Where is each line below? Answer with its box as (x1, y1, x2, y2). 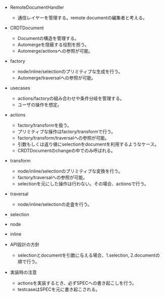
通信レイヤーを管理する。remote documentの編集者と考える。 (17, 15, 147, 21)
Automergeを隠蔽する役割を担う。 (17, 41, 89, 48)
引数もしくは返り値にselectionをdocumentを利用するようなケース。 (17, 141, 159, 147)
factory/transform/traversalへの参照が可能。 (17, 135, 109, 141)
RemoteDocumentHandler (10, 5, 65, 10)
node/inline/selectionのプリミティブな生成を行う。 (17, 68, 123, 74)
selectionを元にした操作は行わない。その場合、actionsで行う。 (17, 181, 149, 187)
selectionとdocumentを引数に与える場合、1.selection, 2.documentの (17, 252, 160, 258)
